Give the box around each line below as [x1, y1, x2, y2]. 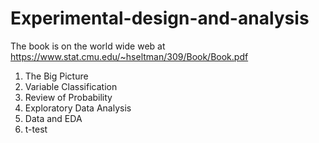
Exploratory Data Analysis [24, 102, 132, 114]
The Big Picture [24, 70, 89, 82]
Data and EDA [24, 112, 83, 124]
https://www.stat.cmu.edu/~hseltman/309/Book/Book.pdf [10, 50, 249, 62]
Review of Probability [24, 91, 113, 103]
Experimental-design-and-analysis [10, 7, 310, 30]
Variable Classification [24, 80, 118, 92]
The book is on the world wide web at [10, 40, 166, 52]
